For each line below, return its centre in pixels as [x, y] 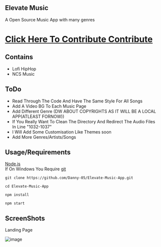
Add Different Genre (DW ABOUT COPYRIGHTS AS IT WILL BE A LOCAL [84, 111]
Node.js [13, 164]
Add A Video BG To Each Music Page [49, 106]
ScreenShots [25, 218]
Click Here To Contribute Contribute [79, 39]
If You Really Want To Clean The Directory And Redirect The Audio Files [83, 121]
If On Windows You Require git [36, 169]
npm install [17, 195]
